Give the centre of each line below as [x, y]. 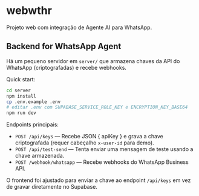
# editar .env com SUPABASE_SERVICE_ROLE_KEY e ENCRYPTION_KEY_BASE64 [97, 107]
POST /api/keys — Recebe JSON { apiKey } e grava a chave [89, 137]
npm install [21, 96]
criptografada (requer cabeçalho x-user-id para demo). [84, 143]
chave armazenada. [40, 156]
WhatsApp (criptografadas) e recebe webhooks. [67, 67]
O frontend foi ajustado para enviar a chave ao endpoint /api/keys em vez [99, 180]
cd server [19, 90]
